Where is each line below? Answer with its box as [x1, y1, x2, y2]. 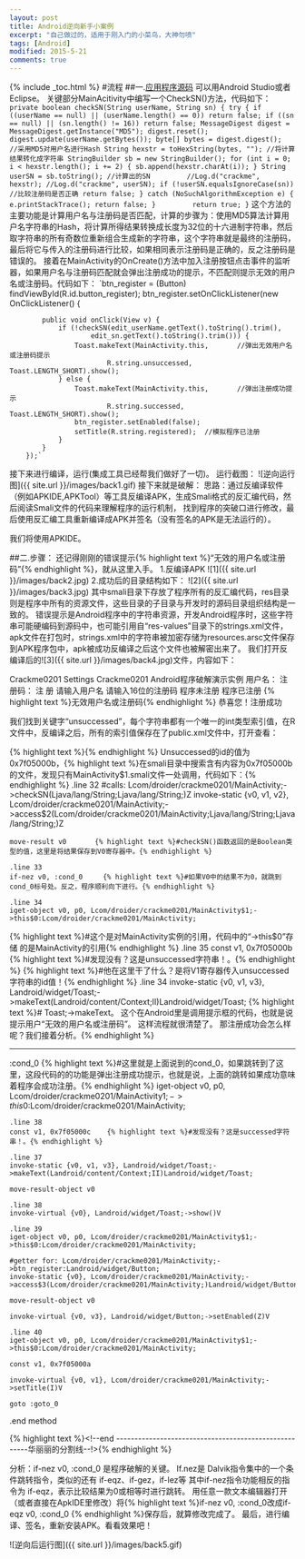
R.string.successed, [106, 402, 184, 411]
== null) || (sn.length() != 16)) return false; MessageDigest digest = [9, 119, 290, 128]
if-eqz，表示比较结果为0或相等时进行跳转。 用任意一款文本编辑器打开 [26, 1486, 288, 1496]
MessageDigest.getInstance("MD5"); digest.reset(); [9, 127, 209, 136]
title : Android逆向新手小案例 [9, 22, 114, 31]
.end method [9, 1415, 57, 1426]
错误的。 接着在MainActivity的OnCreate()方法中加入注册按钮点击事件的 [9, 255, 275, 266]
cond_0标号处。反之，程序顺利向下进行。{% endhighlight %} [9, 882, 216, 891]
